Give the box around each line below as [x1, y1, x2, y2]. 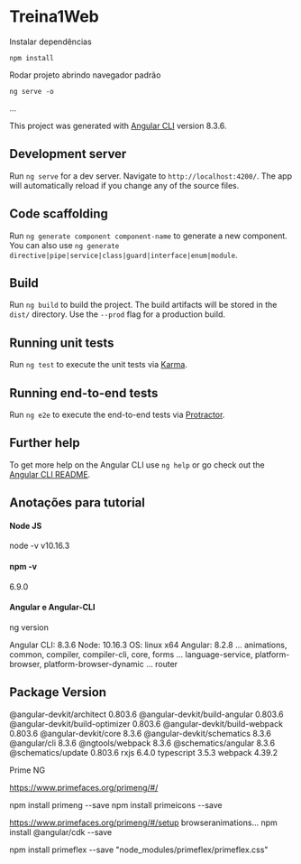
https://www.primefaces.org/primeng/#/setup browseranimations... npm [9, 817, 278, 828]
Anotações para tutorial [9, 495, 146, 511]
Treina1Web [9, 6, 99, 27]
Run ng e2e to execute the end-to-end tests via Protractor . [9, 409, 225, 420]
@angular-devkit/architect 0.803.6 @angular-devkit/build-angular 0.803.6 [9, 709, 284, 720]
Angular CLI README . [9, 469, 91, 479]
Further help [9, 435, 81, 451]
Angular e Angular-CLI [9, 602, 96, 613]
